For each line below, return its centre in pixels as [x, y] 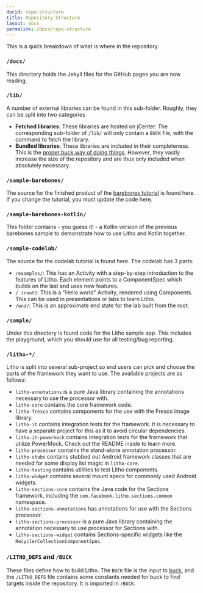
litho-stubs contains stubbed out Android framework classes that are [103, 457]
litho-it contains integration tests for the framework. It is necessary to [105, 424]
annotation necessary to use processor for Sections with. [87, 528]
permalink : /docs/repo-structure [49, 29]
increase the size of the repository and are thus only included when [100, 159]
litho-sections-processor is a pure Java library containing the [94, 522]
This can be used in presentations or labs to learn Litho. [85, 299]
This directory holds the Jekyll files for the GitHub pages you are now [94, 74]
